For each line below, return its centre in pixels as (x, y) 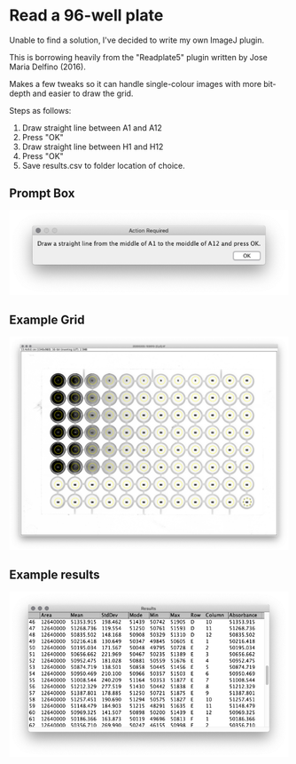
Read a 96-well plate (86, 16)
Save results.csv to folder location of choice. (104, 165)
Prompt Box (42, 193)
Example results (55, 575)
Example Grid (47, 320)
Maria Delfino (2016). (47, 67)
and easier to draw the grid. (83, 93)
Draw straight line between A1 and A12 (92, 127)
